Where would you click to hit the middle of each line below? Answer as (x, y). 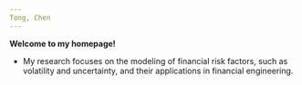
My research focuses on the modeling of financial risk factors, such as (155, 61)
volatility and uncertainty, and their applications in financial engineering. (158, 71)
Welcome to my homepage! (62, 43)
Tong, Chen (30, 18)
